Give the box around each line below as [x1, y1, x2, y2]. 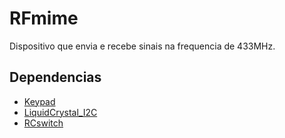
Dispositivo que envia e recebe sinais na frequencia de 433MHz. [9, 40, 276, 52]
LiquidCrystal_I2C [23, 106, 98, 118]
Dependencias [9, 69, 102, 86]
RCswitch [23, 117, 64, 129]
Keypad [23, 95, 56, 107]
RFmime [9, 7, 79, 30]
